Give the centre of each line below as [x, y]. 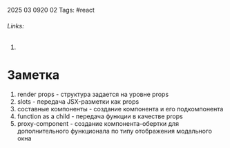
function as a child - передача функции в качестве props [100, 116]
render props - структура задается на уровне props [93, 94]
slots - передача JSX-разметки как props [78, 102]
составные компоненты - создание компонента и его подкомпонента [120, 109]
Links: [16, 26]
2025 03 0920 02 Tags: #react [51, 10]
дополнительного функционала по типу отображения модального [115, 131]
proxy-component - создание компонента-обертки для [98, 124]
